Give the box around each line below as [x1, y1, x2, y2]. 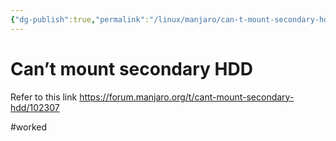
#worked [10, 121, 48, 133]
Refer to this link [10, 91, 78, 103]
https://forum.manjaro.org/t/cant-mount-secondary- [79, 91, 295, 103]
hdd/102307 [10, 101, 60, 113]
